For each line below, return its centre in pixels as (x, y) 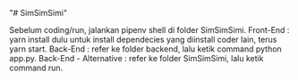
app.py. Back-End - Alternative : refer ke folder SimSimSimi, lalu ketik (136, 58)
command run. (36, 68)
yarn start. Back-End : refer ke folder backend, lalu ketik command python (145, 49)
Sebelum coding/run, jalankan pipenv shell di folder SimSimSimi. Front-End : (149, 30)
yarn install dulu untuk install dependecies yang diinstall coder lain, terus (143, 40)
